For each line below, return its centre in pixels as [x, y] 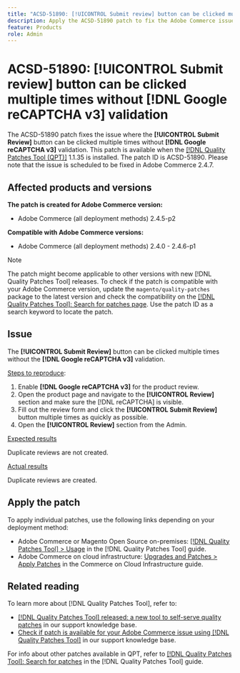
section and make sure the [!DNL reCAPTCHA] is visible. [101, 402]
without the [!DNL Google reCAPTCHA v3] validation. [86, 359]
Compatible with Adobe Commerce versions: [76, 232]
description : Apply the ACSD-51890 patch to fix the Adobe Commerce [111, 21]
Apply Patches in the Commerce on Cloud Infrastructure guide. [110, 564]
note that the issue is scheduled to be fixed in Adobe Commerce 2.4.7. [111, 165]
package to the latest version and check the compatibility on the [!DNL [111, 296]
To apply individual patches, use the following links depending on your [111, 519]
